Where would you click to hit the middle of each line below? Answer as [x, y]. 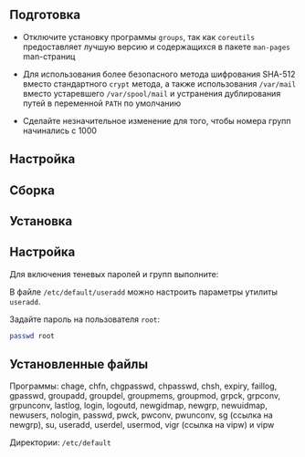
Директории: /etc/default [60, 442]
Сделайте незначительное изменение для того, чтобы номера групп [157, 120]
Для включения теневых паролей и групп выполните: [114, 274]
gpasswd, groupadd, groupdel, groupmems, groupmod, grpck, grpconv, [145, 396]
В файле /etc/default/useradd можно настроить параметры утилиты [144, 292]
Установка [41, 221]
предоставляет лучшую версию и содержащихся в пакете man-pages [156, 47]
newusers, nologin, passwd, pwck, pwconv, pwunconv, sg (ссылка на [142, 415]
